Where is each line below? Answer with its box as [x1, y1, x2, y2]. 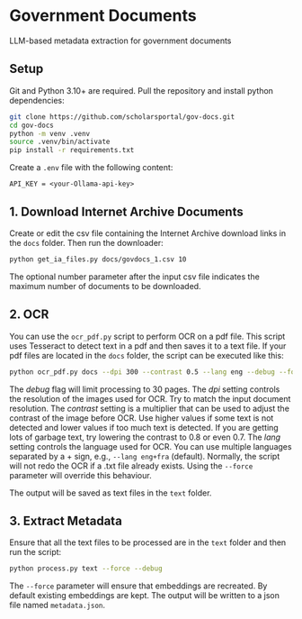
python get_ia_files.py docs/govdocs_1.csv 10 [9, 254, 187, 264]
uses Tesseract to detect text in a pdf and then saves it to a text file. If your [9, 340, 287, 351]
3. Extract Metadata [9, 513, 123, 528]
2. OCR [9, 307, 49, 323]
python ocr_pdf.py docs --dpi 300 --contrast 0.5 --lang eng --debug [9, 367, 276, 377]
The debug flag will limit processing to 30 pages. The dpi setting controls [9, 384, 280, 395]
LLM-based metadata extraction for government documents [9, 35, 232, 46]
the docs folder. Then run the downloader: [9, 237, 164, 248]
